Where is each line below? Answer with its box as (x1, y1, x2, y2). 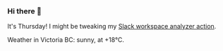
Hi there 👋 (7, 6, 42, 16)
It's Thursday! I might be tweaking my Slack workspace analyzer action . (7, 22, 217, 31)
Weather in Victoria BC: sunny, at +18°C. (7, 36, 125, 44)
